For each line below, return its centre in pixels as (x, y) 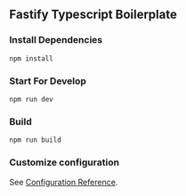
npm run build (36, 140)
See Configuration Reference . (64, 182)
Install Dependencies (56, 40)
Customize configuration (65, 162)
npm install (31, 58)
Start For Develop (48, 81)
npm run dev (31, 99)
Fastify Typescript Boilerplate (93, 15)
